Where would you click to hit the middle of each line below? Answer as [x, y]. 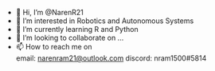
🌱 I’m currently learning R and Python [77, 29]
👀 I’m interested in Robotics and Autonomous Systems [105, 21]
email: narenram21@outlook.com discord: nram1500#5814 [111, 58]
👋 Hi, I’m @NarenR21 [49, 12]
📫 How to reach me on [54, 47]
